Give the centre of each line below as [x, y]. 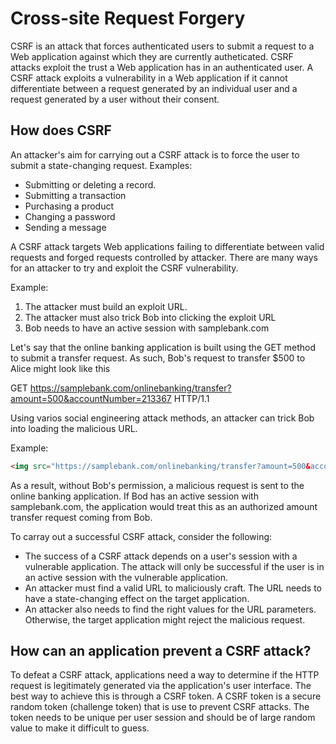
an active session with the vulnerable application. [126, 577]
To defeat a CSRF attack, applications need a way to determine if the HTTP [165, 675]
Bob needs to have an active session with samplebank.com [147, 328]
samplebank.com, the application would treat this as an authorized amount [164, 506]
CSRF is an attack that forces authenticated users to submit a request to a [162, 46]
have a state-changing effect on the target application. [137, 598]
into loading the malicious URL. [74, 428]
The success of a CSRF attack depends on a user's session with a [161, 556]
